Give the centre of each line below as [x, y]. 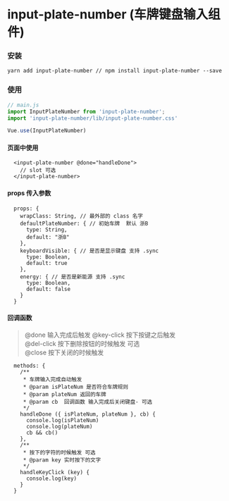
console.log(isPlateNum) [62, 420]
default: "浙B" [48, 237]
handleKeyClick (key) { [55, 472]
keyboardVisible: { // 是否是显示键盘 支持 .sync [89, 251]
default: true [47, 263]
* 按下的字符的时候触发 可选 [59, 452]
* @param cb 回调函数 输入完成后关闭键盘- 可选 [88, 402]
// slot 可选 [38, 171]
